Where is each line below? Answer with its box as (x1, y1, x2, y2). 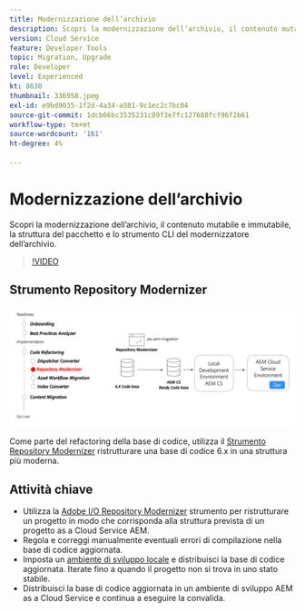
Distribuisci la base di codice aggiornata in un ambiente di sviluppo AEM (22, 583, 293, 594)
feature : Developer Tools (9, 44, 107, 53)
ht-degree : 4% (9, 139, 64, 149)
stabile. (22, 573, 51, 585)
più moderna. (9, 455, 60, 467)
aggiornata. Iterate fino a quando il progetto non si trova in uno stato (22, 564, 279, 575)
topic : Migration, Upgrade (9, 53, 112, 63)
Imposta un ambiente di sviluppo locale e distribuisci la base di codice (22, 554, 285, 565)
